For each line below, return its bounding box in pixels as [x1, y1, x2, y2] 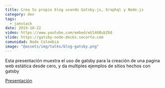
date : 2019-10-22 [5, 26, 41, 31]
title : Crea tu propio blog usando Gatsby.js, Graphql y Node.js [5, 7, 144, 12]
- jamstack [9, 21, 32, 26]
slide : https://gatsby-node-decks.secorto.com [5, 35, 104, 40]
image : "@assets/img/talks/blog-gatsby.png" [5, 44, 99, 49]
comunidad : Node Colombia [5, 40, 59, 44]
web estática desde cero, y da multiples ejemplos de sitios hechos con [5, 63, 151, 69]
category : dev [5, 12, 35, 17]
